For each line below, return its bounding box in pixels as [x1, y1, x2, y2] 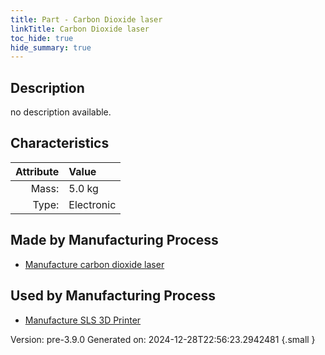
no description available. [10, 106, 112, 118]
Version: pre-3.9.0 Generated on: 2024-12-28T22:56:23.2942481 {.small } [10, 333, 316, 345]
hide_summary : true [10, 42, 92, 53]
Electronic [68, 197, 117, 211]
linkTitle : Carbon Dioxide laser [10, 24, 150, 34]
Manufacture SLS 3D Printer [24, 314, 142, 326]
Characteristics [10, 135, 110, 152]
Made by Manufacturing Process [10, 232, 219, 249]
